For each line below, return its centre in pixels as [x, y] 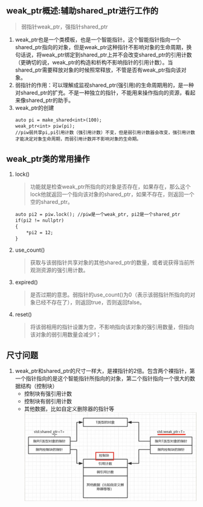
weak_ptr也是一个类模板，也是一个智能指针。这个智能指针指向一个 [98, 39]
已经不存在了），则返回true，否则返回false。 [90, 302]
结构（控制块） [39, 386]
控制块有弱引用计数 [48, 401]
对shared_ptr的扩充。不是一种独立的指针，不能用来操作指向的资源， [100, 92]
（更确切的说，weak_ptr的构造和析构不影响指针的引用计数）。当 [94, 62]
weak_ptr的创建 [34, 107]
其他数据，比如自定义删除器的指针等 [69, 409]
